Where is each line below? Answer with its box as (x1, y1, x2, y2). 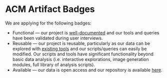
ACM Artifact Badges (5, 3, 95, 15)
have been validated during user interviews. (12, 35, 103, 41)
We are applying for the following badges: (5, 20, 91, 26)
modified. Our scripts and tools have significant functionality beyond (12, 51, 153, 57)
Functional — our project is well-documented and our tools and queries (12, 29, 159, 35)
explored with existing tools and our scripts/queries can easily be (12, 45, 147, 51)
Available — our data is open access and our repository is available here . (12, 66, 162, 73)
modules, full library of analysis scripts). (12, 61, 95, 67)
